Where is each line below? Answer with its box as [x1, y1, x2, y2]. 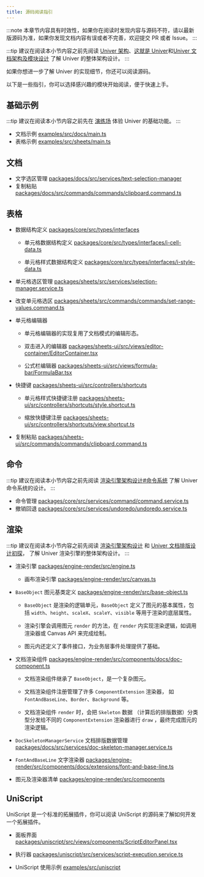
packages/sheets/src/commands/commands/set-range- [54, 297, 196, 305]
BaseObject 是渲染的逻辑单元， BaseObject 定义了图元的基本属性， [24, 601, 189, 609]
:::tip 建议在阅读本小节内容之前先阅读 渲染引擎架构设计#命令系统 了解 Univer [6, 476, 198, 484]
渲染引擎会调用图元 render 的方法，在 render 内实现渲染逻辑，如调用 [24, 621, 197, 629]
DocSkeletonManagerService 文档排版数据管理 [15, 736, 128, 744]
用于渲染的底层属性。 [141, 609, 195, 616]
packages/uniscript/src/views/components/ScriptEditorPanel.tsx [15, 838, 178, 845]
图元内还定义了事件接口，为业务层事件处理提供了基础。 [24, 642, 163, 650]
